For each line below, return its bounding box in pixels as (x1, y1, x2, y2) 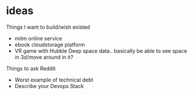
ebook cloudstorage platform (14, 41, 85, 48)
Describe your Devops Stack (14, 82, 84, 89)
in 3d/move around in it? (14, 53, 73, 60)
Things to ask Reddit (6, 65, 56, 72)
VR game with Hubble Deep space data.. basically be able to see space (14, 47, 188, 54)
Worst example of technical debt (14, 76, 94, 83)
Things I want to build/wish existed (6, 23, 90, 30)
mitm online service (14, 35, 63, 42)
